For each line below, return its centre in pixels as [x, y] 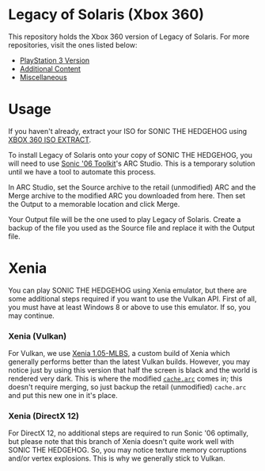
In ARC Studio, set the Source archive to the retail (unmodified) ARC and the [132, 187]
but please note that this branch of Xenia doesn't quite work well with [121, 442]
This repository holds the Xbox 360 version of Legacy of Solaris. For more [129, 36]
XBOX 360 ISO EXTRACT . [50, 140]
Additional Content [50, 68]
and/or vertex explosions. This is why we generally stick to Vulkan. [117, 458]
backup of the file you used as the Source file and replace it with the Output [132, 228]
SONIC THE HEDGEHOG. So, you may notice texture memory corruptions [127, 450]
